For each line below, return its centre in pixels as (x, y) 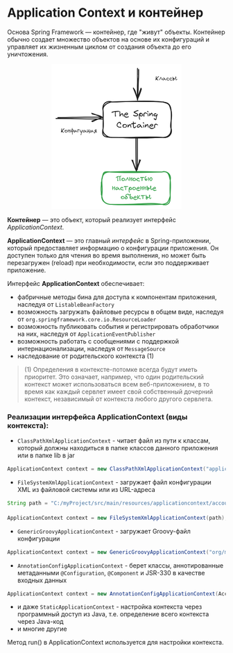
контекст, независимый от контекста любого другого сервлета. (119, 399)
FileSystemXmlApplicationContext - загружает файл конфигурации (114, 482)
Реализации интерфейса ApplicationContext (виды (97, 416)
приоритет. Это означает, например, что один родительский (114, 377)
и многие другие (42, 629)
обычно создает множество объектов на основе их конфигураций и (108, 39)
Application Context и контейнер (105, 13)
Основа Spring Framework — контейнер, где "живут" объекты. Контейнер (116, 32)
